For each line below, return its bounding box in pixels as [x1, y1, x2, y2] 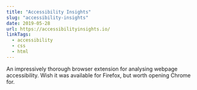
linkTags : [6, 32, 32, 38]
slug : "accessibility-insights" [6, 15, 88, 21]
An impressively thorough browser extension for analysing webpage [6, 65, 178, 72]
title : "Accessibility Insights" [6, 9, 91, 15]
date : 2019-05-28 [6, 20, 51, 26]
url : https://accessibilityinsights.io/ [6, 26, 111, 32]
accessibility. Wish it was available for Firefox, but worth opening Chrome [6, 71, 191, 79]
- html [12, 49, 29, 55]
